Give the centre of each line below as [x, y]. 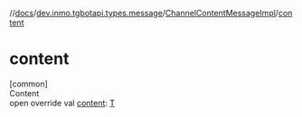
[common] [28, 84]
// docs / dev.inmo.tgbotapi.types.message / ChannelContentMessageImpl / [144, 13]
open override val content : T [62, 103]
